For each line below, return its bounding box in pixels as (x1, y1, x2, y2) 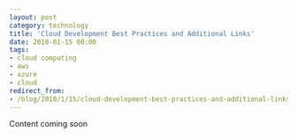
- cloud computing (9, 54, 77, 62)
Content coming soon (9, 119, 88, 129)
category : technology (9, 21, 89, 30)
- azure (9, 70, 38, 79)
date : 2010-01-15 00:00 (9, 37, 97, 47)
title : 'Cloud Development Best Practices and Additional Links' (9, 29, 255, 38)
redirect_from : (9, 86, 65, 95)
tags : (9, 46, 29, 54)
